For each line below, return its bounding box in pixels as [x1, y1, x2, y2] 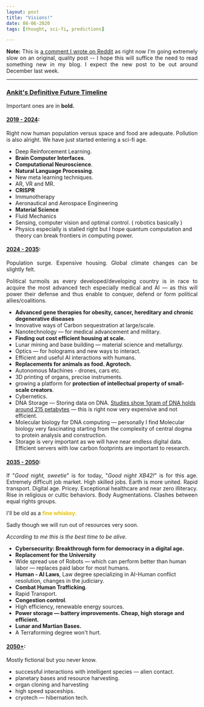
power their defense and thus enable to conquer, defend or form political [6, 290, 198, 298]
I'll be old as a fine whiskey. [6, 509, 77, 517]
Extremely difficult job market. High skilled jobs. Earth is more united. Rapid [6, 478, 198, 486]
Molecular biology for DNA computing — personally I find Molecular [15, 418, 185, 426]
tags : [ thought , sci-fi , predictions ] [6, 26, 104, 32]
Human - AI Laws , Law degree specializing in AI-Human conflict [15, 571, 176, 578]
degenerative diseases [15, 315, 75, 322]
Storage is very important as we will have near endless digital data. [15, 437, 183, 445]
